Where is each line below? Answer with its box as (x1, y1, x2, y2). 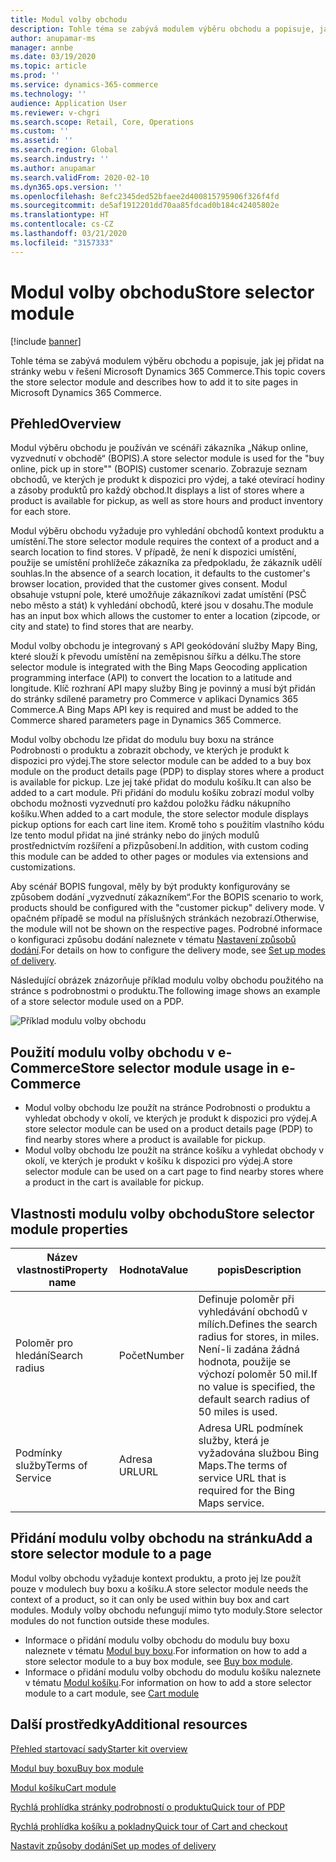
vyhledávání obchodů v (198, 1305, 308, 1318)
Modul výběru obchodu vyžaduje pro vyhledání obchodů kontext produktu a (10, 525, 325, 537)
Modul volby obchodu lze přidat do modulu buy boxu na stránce (10, 734, 275, 746)
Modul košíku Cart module (10, 1781, 117, 1793)
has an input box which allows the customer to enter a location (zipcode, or (10, 610, 321, 622)
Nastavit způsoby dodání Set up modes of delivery (10, 1839, 217, 1851)
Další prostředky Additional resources (10, 1716, 248, 1733)
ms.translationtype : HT (10, 210, 110, 220)
